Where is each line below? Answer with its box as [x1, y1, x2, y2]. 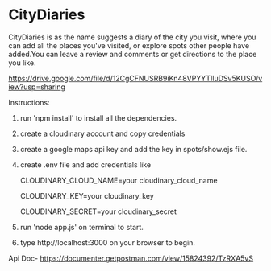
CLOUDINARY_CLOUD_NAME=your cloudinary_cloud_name [19, 175, 218, 185]
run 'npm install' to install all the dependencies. [19, 113, 177, 122]
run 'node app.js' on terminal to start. [19, 222, 144, 232]
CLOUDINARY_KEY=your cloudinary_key [19, 191, 155, 200]
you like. [8, 58, 36, 68]
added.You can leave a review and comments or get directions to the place [8, 49, 257, 59]
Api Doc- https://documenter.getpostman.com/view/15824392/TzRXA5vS [8, 253, 254, 263]
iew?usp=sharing [8, 82, 66, 92]
